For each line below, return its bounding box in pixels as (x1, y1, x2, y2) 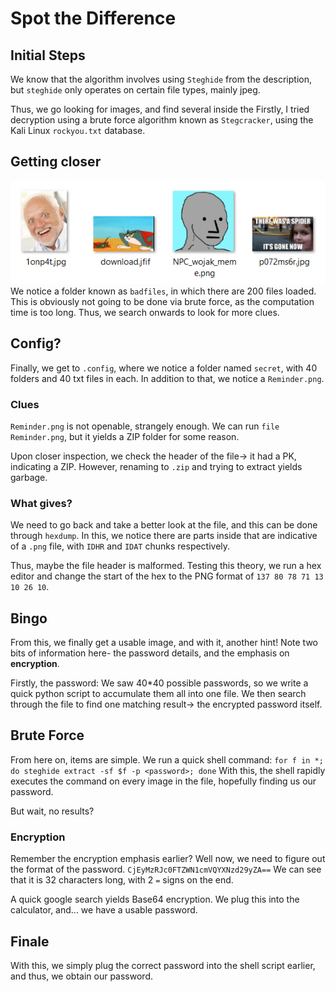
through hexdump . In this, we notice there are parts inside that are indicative (10, 530, 318, 542)
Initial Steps (10, 47, 86, 64)
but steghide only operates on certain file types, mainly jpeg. (10, 84, 261, 96)
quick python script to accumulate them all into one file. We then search (10, 688, 307, 700)
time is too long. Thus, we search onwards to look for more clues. (10, 306, 280, 318)
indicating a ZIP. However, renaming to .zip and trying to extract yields (10, 460, 303, 472)
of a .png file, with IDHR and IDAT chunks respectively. (10, 540, 231, 552)
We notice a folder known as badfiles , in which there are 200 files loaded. (10, 285, 317, 297)
